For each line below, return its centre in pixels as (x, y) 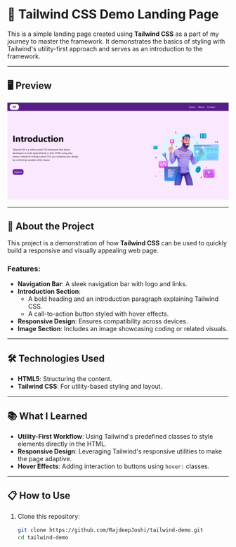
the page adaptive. (45, 458)
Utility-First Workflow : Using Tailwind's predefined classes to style (115, 436)
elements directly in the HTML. (62, 444)
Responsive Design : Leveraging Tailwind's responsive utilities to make (120, 451)
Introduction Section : (49, 292)
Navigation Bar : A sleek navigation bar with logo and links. (102, 284)
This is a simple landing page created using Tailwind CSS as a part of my (113, 34)
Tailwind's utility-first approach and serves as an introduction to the (105, 49)
